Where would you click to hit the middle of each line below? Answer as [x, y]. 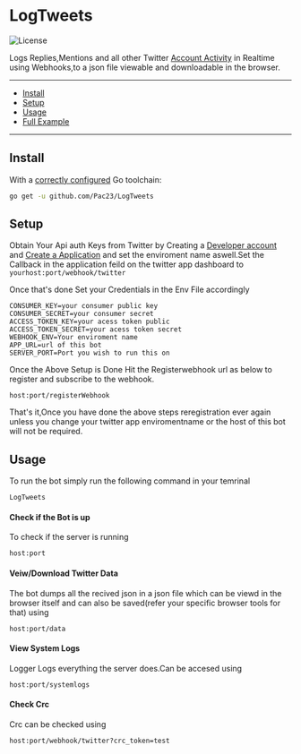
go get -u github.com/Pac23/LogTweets [82, 196]
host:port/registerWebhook [60, 396]
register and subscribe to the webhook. [82, 379]
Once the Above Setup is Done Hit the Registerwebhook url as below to [141, 370]
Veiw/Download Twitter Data [64, 573]
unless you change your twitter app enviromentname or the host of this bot [148, 422]
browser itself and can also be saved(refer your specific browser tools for [145, 603]
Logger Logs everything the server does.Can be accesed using [126, 668]
